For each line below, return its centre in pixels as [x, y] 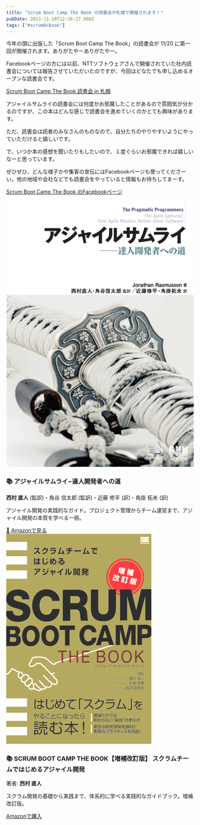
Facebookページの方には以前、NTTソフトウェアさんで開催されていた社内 [96, 64]
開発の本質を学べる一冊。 [53, 517]
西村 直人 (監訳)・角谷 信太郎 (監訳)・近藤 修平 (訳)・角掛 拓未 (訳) [87, 497]
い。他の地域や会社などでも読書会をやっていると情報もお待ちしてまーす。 [97, 179]
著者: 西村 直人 [24, 783]
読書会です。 [42, 79]
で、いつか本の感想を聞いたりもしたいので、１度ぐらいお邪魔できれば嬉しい [100, 151]
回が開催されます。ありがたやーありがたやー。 [63, 51]
